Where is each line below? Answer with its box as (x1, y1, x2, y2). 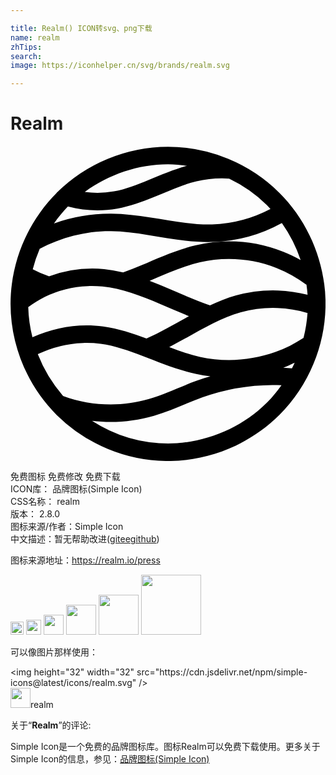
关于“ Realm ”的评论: (10, 719, 92, 731)
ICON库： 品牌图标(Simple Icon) (10, 483, 143, 495)
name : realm (10, 32, 60, 43)
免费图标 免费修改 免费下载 (10, 471, 121, 483)
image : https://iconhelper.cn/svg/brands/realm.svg (10, 61, 230, 71)
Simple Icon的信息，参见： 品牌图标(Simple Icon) (10, 753, 210, 765)
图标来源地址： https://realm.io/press (10, 554, 161, 566)
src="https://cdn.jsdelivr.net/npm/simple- (136, 666, 308, 678)
